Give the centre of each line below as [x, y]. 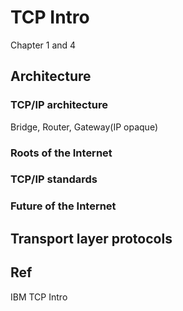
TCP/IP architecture [59, 105]
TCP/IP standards [54, 179]
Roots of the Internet [61, 153]
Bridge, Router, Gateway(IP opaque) [84, 127]
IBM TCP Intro [39, 297]
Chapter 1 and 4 [43, 45]
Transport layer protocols [91, 238]
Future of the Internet [63, 206]
